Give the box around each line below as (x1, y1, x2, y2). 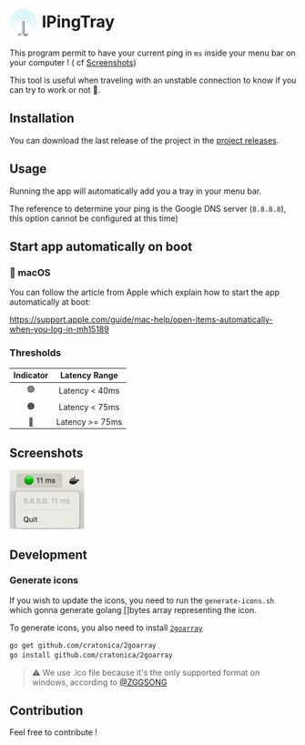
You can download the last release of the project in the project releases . (9, 135, 280, 146)
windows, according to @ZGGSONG (31, 677, 168, 688)
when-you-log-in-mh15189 (9, 324, 109, 335)
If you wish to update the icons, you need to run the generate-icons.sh (9, 595, 275, 606)
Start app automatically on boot (9, 238, 193, 254)
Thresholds (9, 347, 62, 359)
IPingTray (41, 11, 116, 32)
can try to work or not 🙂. (9, 84, 101, 95)
